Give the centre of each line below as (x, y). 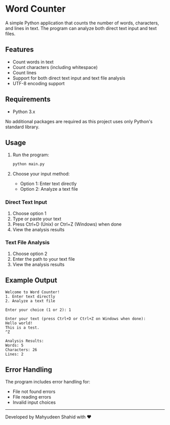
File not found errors (34, 392)
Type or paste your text (37, 219)
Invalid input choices (34, 402)
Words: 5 (14, 345)
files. (10, 33)
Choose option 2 (30, 254)
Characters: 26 (21, 350)
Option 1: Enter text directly (48, 184)
